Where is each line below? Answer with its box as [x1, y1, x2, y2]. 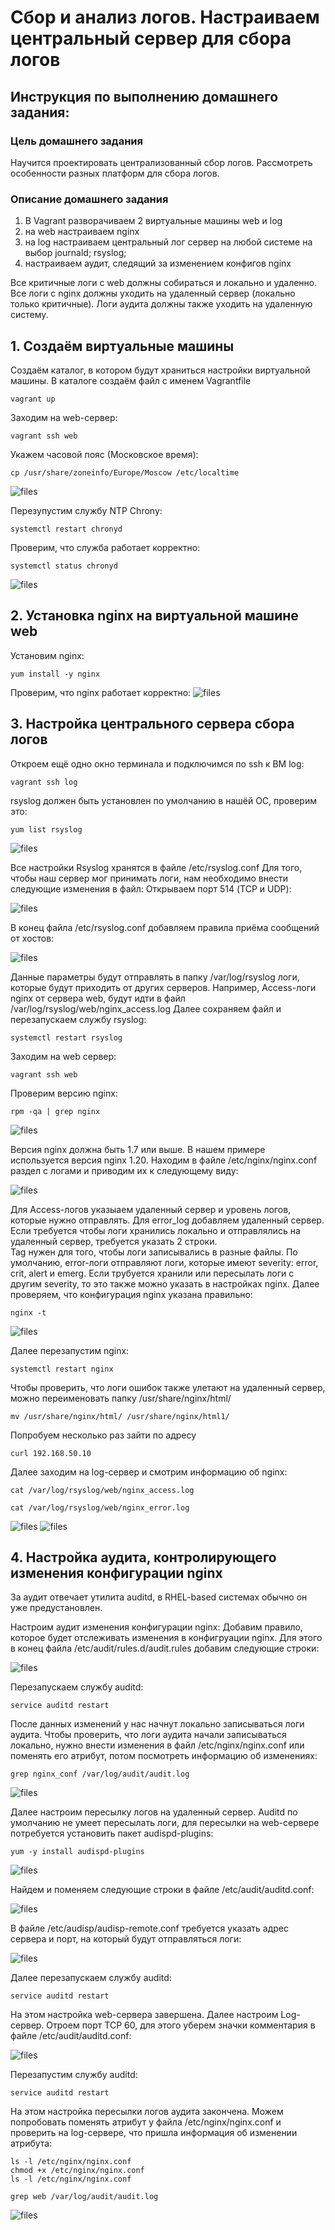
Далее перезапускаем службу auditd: [10, 1972, 172, 1984]
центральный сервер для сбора [10, 27, 292, 50]
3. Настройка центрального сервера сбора [10, 716, 295, 733]
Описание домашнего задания [10, 192, 169, 206]
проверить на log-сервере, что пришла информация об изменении [10, 2127, 298, 2139]
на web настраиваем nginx [24, 226, 140, 238]
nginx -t [10, 1307, 47, 1318]
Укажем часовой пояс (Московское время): [10, 448, 199, 460]
